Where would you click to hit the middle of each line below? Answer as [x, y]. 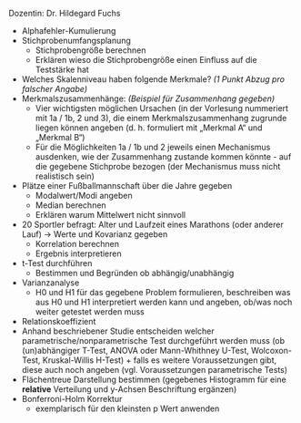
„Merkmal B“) [60, 137]
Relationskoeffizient [59, 321]
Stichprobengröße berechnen [90, 50]
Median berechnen [70, 205]
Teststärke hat [62, 69]
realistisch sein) [65, 176]
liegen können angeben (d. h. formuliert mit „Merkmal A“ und [149, 128]
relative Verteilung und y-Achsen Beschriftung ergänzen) [129, 389]
